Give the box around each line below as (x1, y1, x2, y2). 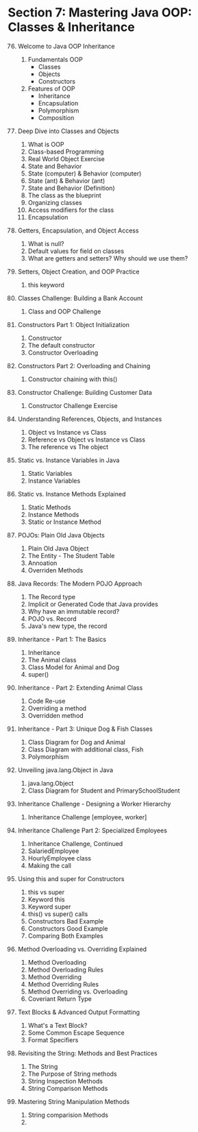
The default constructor (27, 341, 95, 349)
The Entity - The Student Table (27, 551, 115, 559)
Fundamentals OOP (27, 55, 83, 63)
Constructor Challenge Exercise (27, 401, 119, 409)
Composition (38, 113, 75, 121)
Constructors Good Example (27, 924, 108, 932)
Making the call (27, 861, 71, 869)
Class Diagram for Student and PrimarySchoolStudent (27, 786, 180, 795)
